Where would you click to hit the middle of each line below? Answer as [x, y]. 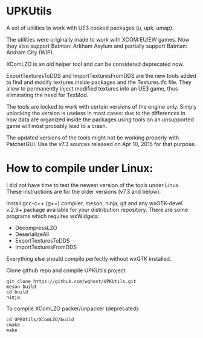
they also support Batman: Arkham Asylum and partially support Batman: [97, 46]
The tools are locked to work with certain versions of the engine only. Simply [102, 106]
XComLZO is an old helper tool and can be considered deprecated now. [95, 64]
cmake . [16, 325]
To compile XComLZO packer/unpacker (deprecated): [73, 308]
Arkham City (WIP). [30, 52]
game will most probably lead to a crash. [57, 126]
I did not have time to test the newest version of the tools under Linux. [93, 185]
